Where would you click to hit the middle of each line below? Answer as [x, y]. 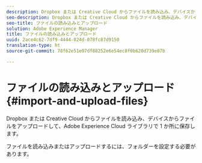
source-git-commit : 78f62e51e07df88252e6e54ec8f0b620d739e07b [86, 51]
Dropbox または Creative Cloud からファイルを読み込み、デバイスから [93, 118]
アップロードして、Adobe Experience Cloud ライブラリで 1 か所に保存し [106, 126]
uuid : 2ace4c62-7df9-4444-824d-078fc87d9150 [63, 40]
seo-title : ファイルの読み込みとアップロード [57, 23]
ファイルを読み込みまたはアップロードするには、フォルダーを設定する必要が [101, 146]
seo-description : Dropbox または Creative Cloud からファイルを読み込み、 [95, 17]
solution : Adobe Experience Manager [52, 29]
